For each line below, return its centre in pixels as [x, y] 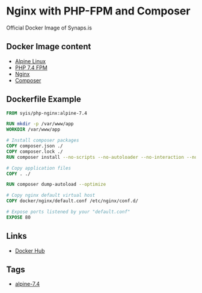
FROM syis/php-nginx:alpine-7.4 [47, 113]
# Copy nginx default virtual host [51, 196]
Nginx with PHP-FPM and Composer [98, 11]
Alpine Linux [30, 61]
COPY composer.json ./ [35, 146]
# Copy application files [38, 168]
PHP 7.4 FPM [31, 67]
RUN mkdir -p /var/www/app [40, 124]
